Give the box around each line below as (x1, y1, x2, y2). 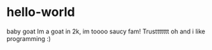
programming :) (6, 34, 51, 42)
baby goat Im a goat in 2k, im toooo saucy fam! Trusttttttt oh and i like (6, 27, 206, 35)
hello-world (6, 4, 76, 20)
